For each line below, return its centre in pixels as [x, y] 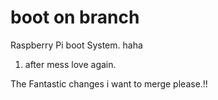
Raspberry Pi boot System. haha [76, 45]
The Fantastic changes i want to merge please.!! [109, 83]
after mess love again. [70, 64]
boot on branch [75, 17]
